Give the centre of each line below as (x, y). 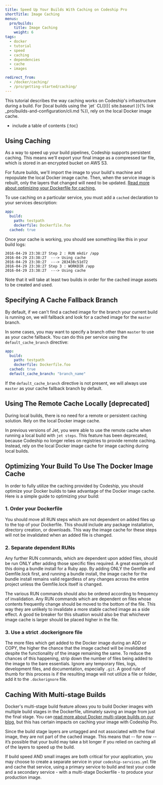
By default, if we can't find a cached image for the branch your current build (81, 312)
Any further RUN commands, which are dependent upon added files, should (81, 558)
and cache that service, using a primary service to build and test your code (80, 767)
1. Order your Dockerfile (34, 509)
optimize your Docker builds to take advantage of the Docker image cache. (80, 491)
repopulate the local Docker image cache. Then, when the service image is (80, 178)
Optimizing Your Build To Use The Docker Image (79, 467)
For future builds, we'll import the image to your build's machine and (73, 173)
